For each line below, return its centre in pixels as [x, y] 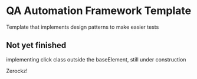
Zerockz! [17, 71]
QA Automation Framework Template [99, 11]
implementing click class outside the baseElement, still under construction [96, 59]
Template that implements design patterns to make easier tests [83, 27]
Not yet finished [36, 45]
